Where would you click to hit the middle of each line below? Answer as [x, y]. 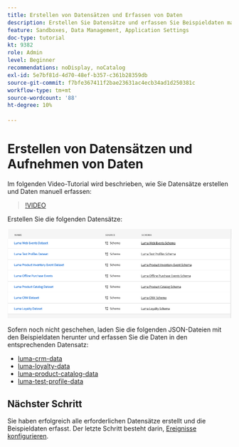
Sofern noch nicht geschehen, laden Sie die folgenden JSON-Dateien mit [115, 330]
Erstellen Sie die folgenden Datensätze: [65, 219]
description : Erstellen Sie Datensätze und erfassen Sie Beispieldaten [116, 22]
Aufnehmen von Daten [75, 164]
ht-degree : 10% [30, 106]
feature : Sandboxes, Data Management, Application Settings [99, 30]
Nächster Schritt [45, 404]
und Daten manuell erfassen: [50, 191]
